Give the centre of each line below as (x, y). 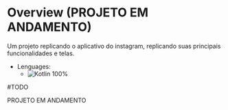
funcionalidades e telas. (41, 53)
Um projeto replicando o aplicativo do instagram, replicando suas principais (114, 46)
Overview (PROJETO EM (78, 13)
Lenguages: (34, 66)
